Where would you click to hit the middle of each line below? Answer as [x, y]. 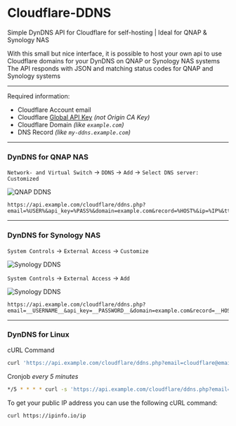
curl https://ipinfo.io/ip [47, 415]
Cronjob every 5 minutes [43, 376]
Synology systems [34, 76]
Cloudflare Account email [54, 110]
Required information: [39, 96]
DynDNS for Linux [38, 335]
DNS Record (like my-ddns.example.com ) [74, 132]
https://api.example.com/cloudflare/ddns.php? [77, 205]
